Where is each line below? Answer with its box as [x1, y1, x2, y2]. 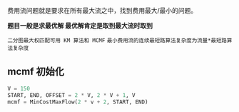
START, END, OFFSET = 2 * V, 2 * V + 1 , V [7, 91, 136, 98]
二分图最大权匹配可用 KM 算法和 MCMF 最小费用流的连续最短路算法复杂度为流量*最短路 [7, 37, 227, 44]
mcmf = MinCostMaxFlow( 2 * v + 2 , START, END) [7, 98, 148, 106]
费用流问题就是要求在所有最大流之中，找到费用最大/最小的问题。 [7, 6, 198, 14]
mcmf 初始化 [7, 66, 65, 78]
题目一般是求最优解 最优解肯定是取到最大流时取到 [7, 21, 153, 30]
